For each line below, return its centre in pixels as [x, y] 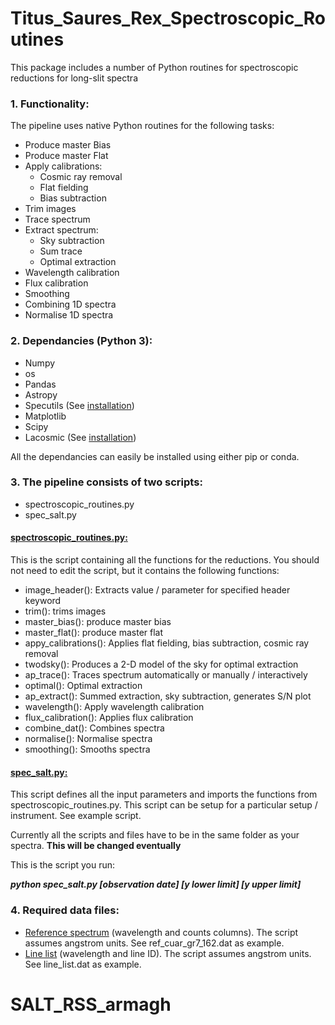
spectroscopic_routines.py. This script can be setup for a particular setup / [164, 805]
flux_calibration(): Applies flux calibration [109, 718]
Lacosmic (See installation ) [80, 437]
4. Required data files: [65, 910]
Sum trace [61, 251]
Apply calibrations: [63, 166]
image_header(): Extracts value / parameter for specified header [157, 590]
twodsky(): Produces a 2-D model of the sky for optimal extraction [161, 664]
